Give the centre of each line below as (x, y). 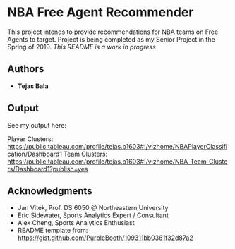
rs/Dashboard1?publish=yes (48, 169)
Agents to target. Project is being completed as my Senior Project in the (111, 39)
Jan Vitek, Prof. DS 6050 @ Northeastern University (93, 208)
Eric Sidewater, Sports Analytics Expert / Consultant (93, 215)
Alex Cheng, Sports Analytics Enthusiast (76, 223)
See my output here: (37, 125)
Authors (26, 69)
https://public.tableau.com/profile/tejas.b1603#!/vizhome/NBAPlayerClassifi (117, 146)
